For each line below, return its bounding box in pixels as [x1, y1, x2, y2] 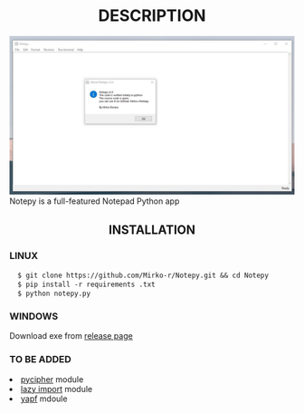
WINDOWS [9, 310, 59, 322]
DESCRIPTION [98, 5, 206, 26]
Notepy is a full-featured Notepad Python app [9, 196, 180, 206]
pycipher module [21, 373, 84, 385]
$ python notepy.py [17, 289, 91, 299]
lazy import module [21, 383, 93, 394]
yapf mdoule [21, 393, 68, 404]
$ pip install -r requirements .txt [17, 280, 156, 290]
